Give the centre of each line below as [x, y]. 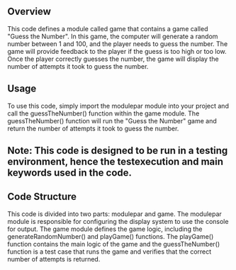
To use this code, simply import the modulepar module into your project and [118, 106]
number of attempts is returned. [54, 259]
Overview [29, 12]
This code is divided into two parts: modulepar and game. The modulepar [114, 214]
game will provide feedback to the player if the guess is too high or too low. [117, 51]
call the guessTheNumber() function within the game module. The [103, 113]
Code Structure [42, 197]
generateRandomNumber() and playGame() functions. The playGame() [111, 236]
